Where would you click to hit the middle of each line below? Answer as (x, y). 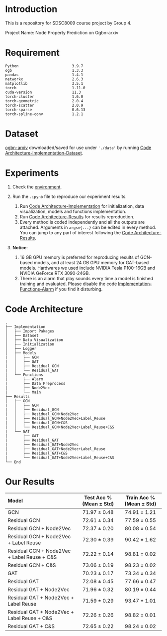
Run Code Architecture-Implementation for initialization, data (82, 206)
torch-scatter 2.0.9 (44, 105)
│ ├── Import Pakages (30, 331)
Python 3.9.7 (44, 66)
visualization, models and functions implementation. (73, 211)
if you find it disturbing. (79, 289)
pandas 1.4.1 (44, 75)
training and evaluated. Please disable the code (68, 284)
